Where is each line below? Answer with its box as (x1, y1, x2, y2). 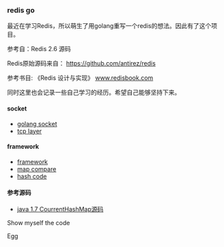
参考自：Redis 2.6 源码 (7, 45, 72, 53)
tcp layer (16, 127, 42, 135)
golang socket (16, 119, 57, 128)
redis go (7, 5, 36, 15)
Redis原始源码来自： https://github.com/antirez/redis (7, 59, 156, 68)
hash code (16, 172, 47, 180)
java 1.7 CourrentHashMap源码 (16, 205, 104, 213)
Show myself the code (7, 218, 70, 227)
